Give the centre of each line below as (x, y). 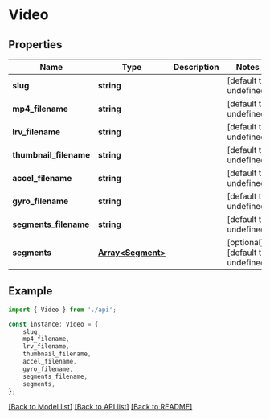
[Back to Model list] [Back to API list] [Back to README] (100, 407)
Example (31, 291)
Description (196, 67)
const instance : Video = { (53, 324)
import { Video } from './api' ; (62, 310)
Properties (35, 45)
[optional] (245, 242)
